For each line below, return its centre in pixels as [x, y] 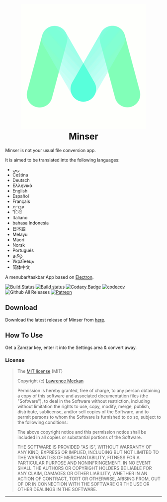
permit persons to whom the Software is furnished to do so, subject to [89, 417]
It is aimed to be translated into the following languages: [63, 160]
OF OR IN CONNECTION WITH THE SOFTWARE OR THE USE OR [83, 484]
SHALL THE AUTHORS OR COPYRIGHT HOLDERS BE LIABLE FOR [84, 468]
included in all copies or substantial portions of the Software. [80, 437]
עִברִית [18, 206]
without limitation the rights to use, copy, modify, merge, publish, [84, 406]
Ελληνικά [22, 185]
